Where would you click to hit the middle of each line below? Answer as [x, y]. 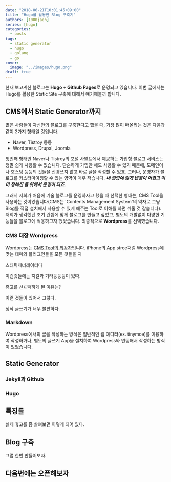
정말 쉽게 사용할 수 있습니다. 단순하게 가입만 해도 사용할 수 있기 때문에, [76, 165]
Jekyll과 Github [25, 379]
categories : [18, 29]
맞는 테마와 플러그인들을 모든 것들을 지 [44, 254]
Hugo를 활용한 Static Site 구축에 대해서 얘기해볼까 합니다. [63, 94]
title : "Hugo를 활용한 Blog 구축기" [40, 15]
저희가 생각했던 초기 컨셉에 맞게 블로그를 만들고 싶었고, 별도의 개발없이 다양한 [82, 214]
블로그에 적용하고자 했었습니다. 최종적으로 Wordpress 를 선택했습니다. [89, 221]
